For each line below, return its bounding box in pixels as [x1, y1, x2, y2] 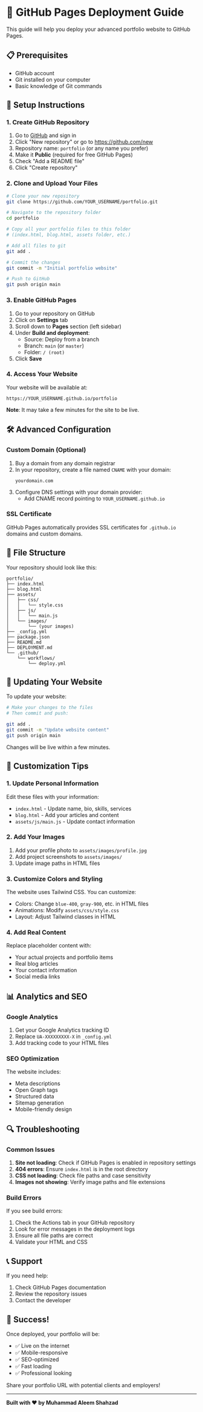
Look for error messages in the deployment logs [14, 1225, 135, 1233]
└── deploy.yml [28, 661, 66, 667]
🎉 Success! [6, 1314, 50, 1325]
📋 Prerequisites [6, 50, 68, 61]
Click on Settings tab [14, 316, 68, 323]
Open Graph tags [14, 1086, 59, 1094]
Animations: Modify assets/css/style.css [14, 907, 120, 914]
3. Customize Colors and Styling [6, 875, 103, 883]
